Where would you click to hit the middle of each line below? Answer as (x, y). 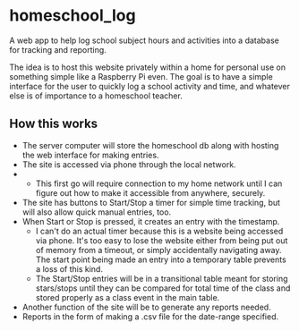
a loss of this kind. (69, 268)
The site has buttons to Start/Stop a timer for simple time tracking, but (151, 202)
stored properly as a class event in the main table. (128, 297)
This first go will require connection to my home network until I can (159, 183)
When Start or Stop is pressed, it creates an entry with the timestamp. (151, 221)
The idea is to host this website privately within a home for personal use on (148, 67)
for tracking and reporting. (58, 49)
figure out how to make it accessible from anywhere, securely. (150, 192)
